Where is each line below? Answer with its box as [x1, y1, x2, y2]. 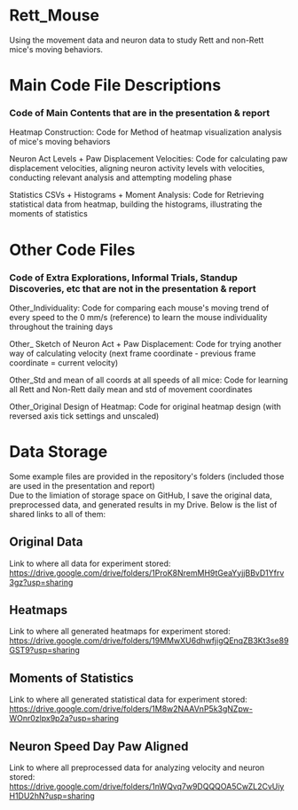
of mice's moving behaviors [9, 137, 111, 147]
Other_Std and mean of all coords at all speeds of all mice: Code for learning [9, 374, 288, 385]
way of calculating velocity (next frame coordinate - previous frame [9, 348, 256, 358]
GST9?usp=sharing [9, 645, 80, 656]
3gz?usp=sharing [9, 577, 74, 587]
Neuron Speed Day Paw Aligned [9, 738, 189, 754]
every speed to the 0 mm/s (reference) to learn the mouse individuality [9, 311, 268, 322]
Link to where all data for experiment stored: [9, 558, 171, 569]
